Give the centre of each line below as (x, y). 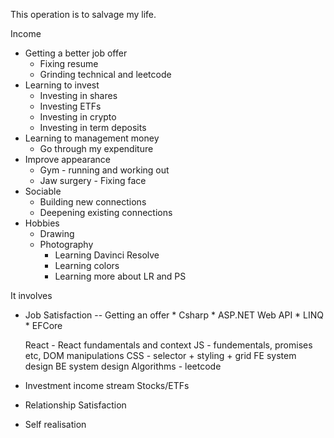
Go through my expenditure (96, 148)
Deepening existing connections (106, 212)
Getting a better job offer (76, 53)
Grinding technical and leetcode (105, 74)
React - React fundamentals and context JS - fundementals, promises (168, 345)
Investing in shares (78, 95)
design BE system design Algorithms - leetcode (123, 366)
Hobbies (42, 223)
